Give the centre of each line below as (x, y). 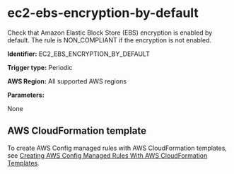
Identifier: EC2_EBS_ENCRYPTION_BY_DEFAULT (78, 54)
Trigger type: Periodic (40, 67)
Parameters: (26, 95)
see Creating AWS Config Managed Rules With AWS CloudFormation (107, 155)
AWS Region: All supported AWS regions (67, 81)
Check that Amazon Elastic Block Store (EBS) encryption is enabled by (110, 33)
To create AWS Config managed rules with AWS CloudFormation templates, (117, 148)
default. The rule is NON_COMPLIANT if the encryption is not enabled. (110, 40)
